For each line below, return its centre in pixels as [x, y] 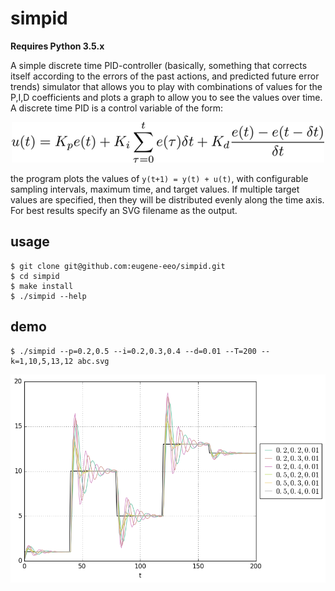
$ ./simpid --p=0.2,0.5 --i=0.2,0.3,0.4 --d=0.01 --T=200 [133, 351]
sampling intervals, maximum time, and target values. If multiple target [155, 189]
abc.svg [93, 361]
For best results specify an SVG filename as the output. [124, 210]
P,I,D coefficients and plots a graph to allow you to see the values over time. [166, 97]
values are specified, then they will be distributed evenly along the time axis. [167, 199]
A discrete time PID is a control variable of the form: [117, 108]
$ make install [42, 286]
